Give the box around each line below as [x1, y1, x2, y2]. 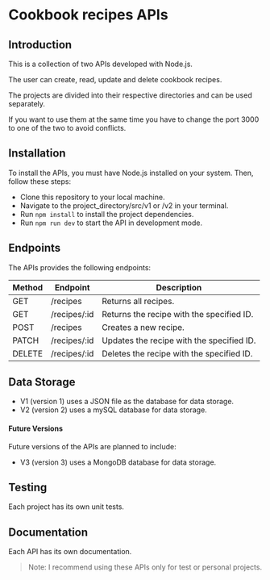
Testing [8, 481, 48, 494]
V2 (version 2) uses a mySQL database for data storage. [19, 405, 207, 415]
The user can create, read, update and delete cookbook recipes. [8, 75, 222, 84]
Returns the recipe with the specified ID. [102, 308, 254, 319]
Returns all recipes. [102, 295, 175, 307]
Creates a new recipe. [102, 321, 185, 332]
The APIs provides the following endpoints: [8, 262, 152, 272]
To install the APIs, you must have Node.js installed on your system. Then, [8, 168, 254, 177]
